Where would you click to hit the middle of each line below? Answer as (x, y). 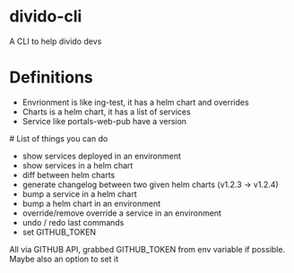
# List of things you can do (59, 138)
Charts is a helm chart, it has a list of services (106, 111)
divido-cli (46, 17)
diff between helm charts (69, 175)
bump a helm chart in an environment (91, 203)
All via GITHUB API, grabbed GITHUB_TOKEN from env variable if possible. (147, 249)
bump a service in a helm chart (79, 193)
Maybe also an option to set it (64, 259)
